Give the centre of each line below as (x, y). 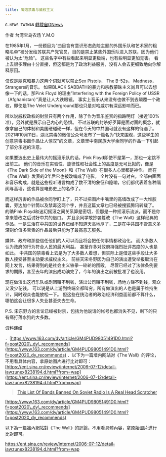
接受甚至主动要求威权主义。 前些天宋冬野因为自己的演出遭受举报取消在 (86, 259)
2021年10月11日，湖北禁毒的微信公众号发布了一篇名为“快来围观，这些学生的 (82, 135)
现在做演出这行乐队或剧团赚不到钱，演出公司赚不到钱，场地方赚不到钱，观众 (83, 282)
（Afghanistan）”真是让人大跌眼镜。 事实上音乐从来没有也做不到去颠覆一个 (81, 99)
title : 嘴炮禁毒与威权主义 (30, 10)
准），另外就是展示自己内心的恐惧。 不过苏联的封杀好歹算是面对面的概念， (80, 122)
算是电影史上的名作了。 (59, 188)
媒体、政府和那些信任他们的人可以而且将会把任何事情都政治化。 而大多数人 (82, 240)
